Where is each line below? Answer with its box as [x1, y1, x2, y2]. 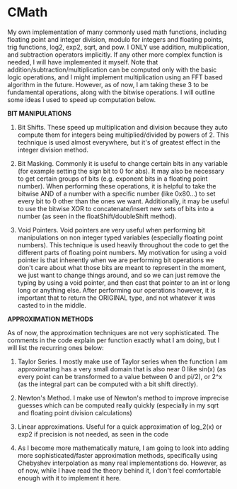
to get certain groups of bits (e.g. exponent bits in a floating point [17, 174, 208, 183]
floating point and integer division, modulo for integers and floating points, [7, 35, 224, 43]
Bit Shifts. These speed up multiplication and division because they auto [17, 123, 228, 131]
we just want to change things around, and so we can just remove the [17, 271, 221, 279]
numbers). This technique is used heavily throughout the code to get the [17, 240, 229, 249]
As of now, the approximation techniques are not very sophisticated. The [7, 328, 219, 337]
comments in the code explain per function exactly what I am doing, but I [7, 336, 220, 344]
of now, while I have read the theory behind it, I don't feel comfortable [17, 466, 221, 475]
